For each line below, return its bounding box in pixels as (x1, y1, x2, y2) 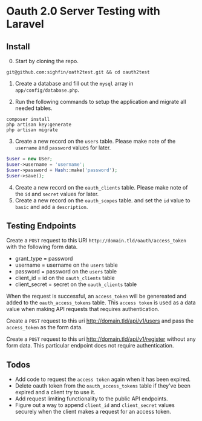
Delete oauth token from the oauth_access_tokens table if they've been (15, 382, 191, 389)
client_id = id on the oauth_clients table (15, 275, 115, 282)
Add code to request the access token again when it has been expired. (15, 375, 191, 383)
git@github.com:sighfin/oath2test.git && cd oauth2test (6, 69, 150, 75)
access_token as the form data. (6, 324, 83, 331)
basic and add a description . (15, 203, 88, 210)
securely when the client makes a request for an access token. (15, 408, 171, 416)
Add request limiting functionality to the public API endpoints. (15, 395, 168, 402)
